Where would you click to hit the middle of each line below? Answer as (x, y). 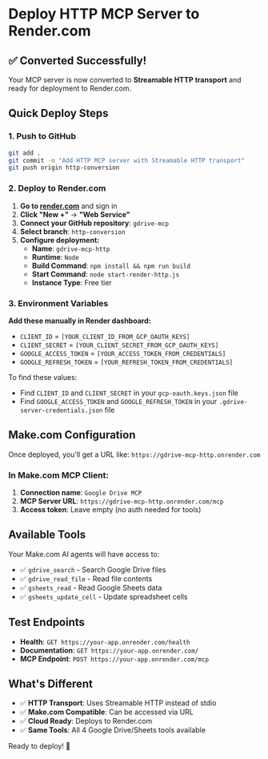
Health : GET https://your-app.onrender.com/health (105, 641)
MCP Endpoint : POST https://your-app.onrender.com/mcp (114, 659)
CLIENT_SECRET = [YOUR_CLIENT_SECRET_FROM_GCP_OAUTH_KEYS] (119, 345)
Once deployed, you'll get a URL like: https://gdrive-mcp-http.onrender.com (134, 454)
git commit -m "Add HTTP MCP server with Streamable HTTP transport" (127, 160)
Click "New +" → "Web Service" (75, 214)
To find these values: (43, 377)
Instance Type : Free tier (72, 282)
